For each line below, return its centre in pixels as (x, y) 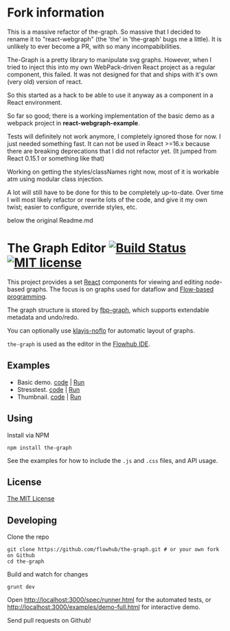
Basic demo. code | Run (51, 382)
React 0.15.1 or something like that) (56, 158)
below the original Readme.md (50, 220)
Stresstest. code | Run (48, 389)
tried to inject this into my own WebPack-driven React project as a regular (111, 67)
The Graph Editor (57, 248)
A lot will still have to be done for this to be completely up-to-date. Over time (115, 192)
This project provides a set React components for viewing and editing (105, 282)
